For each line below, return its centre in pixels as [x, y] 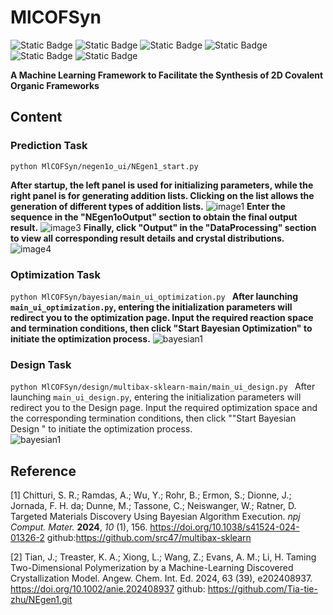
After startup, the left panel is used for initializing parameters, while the [162, 185]
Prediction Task [49, 146]
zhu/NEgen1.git [41, 600]
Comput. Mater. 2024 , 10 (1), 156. [79, 527]
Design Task [41, 364]
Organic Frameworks [55, 85]
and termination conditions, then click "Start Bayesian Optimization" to [161, 328]
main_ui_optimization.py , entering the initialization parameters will [151, 307]
